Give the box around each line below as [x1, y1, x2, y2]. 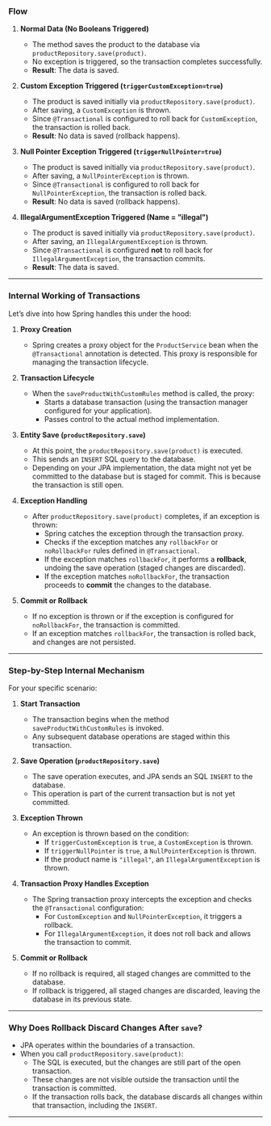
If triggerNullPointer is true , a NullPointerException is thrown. [44, 846, 256, 855]
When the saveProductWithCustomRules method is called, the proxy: [31, 388, 255, 398]
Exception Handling [19, 496, 88, 505]
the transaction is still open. [31, 479, 124, 490]
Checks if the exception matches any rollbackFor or [44, 537, 219, 546]
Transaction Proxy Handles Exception [19, 879, 149, 888]
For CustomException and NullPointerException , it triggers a [44, 911, 242, 921]
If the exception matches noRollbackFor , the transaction [44, 571, 230, 581]
